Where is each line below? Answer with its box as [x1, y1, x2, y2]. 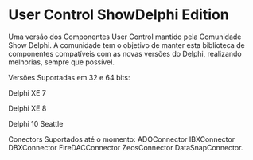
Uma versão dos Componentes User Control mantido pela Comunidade [8, 32, 242, 41]
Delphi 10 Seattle [8, 119, 64, 128]
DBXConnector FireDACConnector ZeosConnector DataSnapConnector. [8, 142, 243, 152]
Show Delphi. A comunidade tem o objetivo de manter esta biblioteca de [8, 40, 245, 49]
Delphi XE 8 [8, 103, 47, 113]
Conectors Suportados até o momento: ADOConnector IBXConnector [8, 134, 235, 144]
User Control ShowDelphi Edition [8, 6, 229, 24]
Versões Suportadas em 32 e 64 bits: [8, 72, 130, 82]
